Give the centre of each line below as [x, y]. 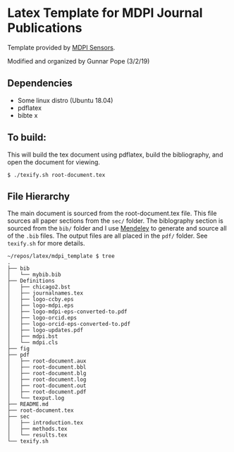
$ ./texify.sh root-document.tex [56, 175]
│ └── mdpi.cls [33, 343]
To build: [27, 138]
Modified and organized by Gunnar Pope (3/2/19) [79, 61]
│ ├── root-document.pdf [47, 392]
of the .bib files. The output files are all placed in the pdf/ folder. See [107, 236]
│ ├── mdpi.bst [33, 336]
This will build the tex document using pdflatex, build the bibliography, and [115, 154]
